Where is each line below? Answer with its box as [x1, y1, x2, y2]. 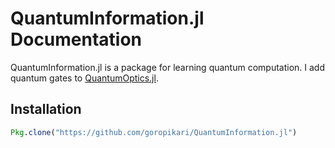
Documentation [10, 28, 143, 51]
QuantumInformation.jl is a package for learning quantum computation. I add [10, 61, 325, 73]
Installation [10, 101, 82, 118]
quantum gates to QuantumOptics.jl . [10, 72, 159, 84]
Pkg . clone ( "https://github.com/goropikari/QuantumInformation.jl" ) [10, 127, 298, 137]
